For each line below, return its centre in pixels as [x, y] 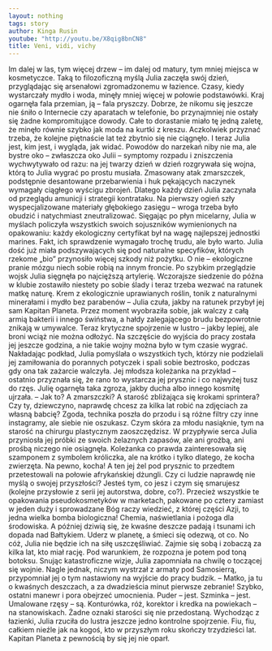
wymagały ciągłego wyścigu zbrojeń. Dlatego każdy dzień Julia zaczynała [132, 190]
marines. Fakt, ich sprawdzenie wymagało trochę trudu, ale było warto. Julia [136, 242]
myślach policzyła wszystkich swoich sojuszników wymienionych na [123, 225]
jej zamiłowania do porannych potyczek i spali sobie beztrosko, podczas [129, 363]
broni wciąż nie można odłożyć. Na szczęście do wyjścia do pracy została [132, 337]
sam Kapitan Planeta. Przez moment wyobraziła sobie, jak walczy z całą [129, 311]
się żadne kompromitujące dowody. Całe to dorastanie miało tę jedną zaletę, [136, 121]
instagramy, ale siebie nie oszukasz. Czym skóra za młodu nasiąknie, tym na [136, 423]
